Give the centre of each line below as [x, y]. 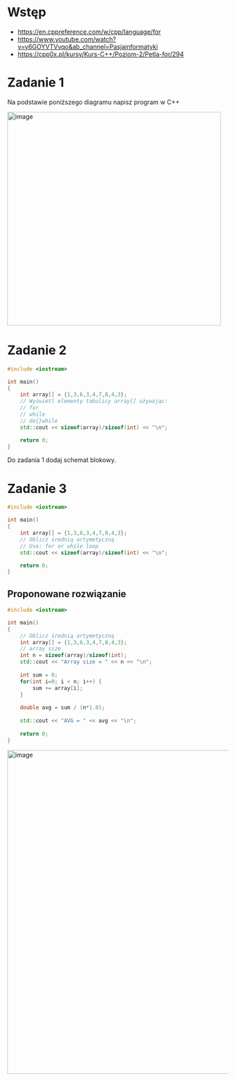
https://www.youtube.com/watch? [67, 39]
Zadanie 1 [36, 83]
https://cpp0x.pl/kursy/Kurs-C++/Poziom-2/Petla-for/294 [100, 54]
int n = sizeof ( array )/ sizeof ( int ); [74, 655]
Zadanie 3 [37, 488]
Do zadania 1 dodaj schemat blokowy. [62, 460]
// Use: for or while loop [59, 546]
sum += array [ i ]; [58, 688]
